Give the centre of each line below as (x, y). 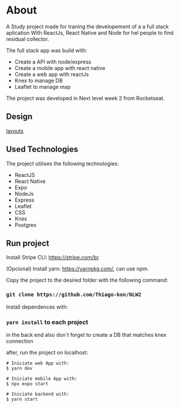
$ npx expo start (27, 384)
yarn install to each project (47, 322)
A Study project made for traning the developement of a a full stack (87, 26)
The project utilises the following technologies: (63, 163)
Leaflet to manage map (43, 86)
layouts (15, 131)
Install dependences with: (37, 307)
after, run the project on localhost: (47, 352)
